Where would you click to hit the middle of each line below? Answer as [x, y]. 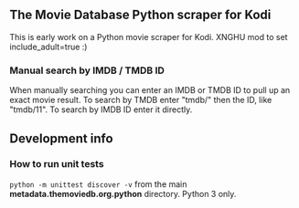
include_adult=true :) [48, 47]
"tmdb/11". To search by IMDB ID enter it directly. [101, 109]
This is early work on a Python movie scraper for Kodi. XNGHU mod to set [149, 36]
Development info [61, 138]
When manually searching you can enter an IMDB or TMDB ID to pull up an [150, 90]
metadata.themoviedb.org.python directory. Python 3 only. [123, 193]
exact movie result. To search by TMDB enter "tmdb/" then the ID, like [141, 100]
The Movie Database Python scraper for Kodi [140, 15]
